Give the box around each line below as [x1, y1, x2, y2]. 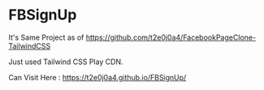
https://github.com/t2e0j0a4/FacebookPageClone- [85, 32, 257, 42]
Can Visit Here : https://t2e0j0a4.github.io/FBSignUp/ [8, 72, 187, 82]
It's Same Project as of [8, 32, 84, 42]
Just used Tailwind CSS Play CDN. [8, 57, 123, 66]
